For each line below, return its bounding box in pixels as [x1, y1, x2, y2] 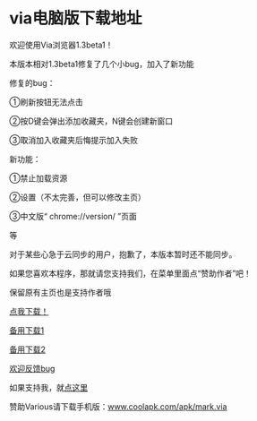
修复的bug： [9, 77, 56, 88]
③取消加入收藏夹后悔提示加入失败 [9, 134, 139, 145]
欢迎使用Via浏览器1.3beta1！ [9, 39, 114, 50]
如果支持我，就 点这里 [9, 382, 88, 392]
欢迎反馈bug [9, 363, 56, 374]
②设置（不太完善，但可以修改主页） [9, 192, 146, 202]
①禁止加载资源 [9, 172, 68, 184]
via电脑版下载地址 [9, 8, 142, 29]
